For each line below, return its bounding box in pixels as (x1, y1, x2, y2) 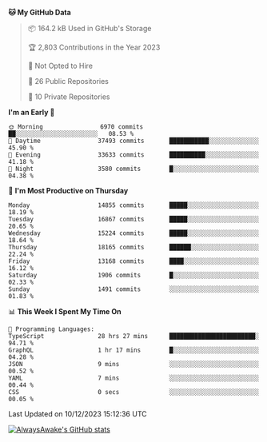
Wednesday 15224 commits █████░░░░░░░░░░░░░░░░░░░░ (8, 229, 260, 237)
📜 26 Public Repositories (27, 77, 110, 86)
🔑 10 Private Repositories (27, 92, 110, 102)
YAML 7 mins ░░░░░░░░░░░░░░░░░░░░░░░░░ (8, 374, 260, 382)
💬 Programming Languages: (8, 325, 94, 333)
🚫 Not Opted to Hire (27, 61, 94, 70)
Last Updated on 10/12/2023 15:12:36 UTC (8, 409, 147, 419)
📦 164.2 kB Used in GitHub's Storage (27, 24, 152, 33)
